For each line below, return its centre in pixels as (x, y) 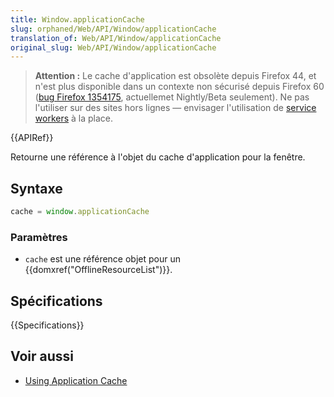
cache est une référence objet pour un (102, 259)
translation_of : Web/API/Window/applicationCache (116, 38)
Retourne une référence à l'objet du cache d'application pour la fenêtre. (158, 157)
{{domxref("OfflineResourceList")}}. (98, 270)
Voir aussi (42, 356)
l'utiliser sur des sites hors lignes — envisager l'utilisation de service (175, 108)
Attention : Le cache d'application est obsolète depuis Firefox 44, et (175, 76)
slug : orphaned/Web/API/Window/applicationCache (113, 29)
